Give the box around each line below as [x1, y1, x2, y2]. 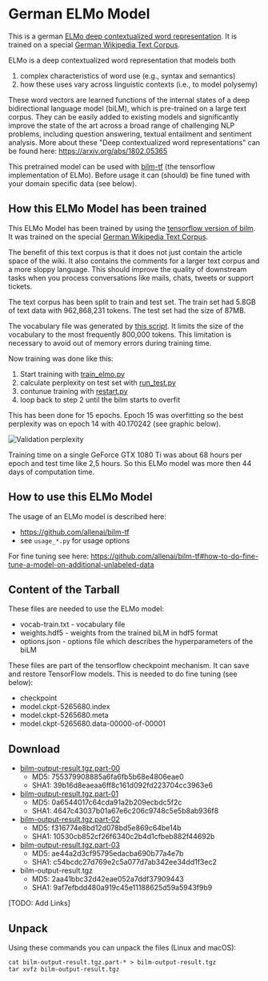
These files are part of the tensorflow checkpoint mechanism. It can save [8, 661, 250, 671]
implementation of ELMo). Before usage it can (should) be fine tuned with [8, 170, 250, 180]
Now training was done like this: [8, 354, 114, 363]
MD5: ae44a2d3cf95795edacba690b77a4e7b [31, 849, 184, 858]
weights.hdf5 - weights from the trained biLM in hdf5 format [19, 628, 218, 638]
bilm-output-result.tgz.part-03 [19, 840, 120, 850]
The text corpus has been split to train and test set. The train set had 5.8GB [8, 297, 256, 306]
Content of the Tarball [8, 582, 120, 596]
